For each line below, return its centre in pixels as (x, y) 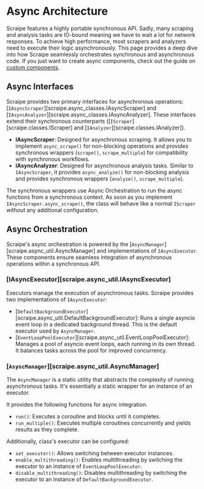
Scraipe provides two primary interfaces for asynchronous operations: (95, 101)
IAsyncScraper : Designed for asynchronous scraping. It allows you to (103, 139)
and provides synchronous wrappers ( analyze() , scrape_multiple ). (100, 179)
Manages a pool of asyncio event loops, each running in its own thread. (105, 344)
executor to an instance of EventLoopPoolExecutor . (79, 466)
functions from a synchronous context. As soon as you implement (89, 197)
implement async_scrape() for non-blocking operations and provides (102, 146)
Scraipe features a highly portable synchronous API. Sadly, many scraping (100, 28)
